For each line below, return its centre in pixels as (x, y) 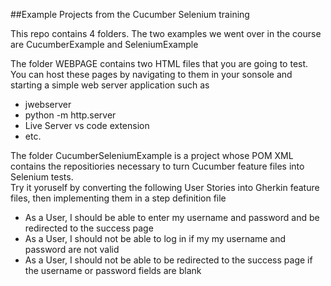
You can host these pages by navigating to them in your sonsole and (151, 74)
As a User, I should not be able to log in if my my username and (155, 238)
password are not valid (72, 249)
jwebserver (48, 104)
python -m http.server (70, 115)
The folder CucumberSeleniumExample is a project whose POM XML (152, 155)
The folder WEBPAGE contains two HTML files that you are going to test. (159, 63)
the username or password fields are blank (113, 270)
